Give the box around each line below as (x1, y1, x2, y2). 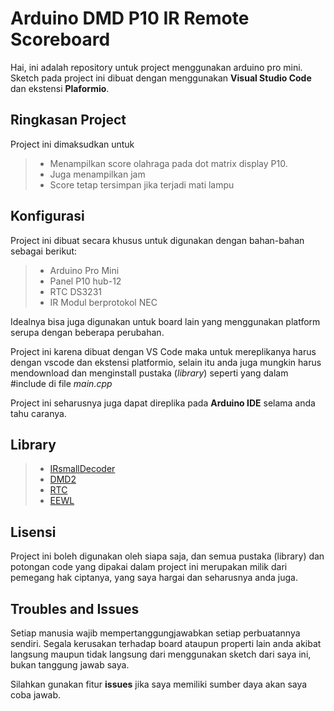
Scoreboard (10, 28, 111, 51)
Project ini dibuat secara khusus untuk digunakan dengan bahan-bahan (10, 234, 305, 246)
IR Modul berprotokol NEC (49, 296, 158, 308)
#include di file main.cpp (10, 377, 113, 389)
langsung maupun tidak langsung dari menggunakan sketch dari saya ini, (10, 648, 312, 660)
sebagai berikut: (10, 245, 78, 257)
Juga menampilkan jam (49, 168, 146, 180)
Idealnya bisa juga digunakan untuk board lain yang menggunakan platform (10, 315, 321, 327)
